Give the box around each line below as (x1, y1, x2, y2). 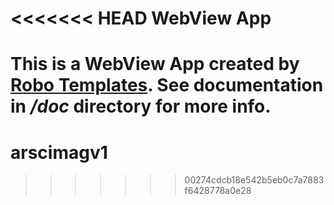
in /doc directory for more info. (10, 95, 272, 118)
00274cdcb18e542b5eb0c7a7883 (184, 174, 325, 186)
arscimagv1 (10, 141, 108, 164)
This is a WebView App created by (10, 53, 300, 76)
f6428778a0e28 (184, 185, 252, 197)
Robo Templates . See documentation (10, 74, 324, 97)
